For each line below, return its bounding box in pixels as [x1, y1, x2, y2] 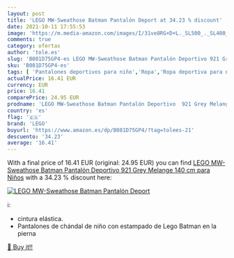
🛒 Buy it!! [7, 243, 33, 251]
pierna [17, 229, 36, 238]
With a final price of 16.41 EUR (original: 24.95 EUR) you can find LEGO [7, 159, 210, 167]
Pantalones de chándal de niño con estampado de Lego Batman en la [17, 222, 217, 230]
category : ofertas [7, 42, 61, 49]
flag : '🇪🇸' [7, 113, 42, 120]
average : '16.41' [7, 140, 58, 147]
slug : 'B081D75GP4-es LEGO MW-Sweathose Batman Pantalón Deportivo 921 [7, 56, 219, 63]
